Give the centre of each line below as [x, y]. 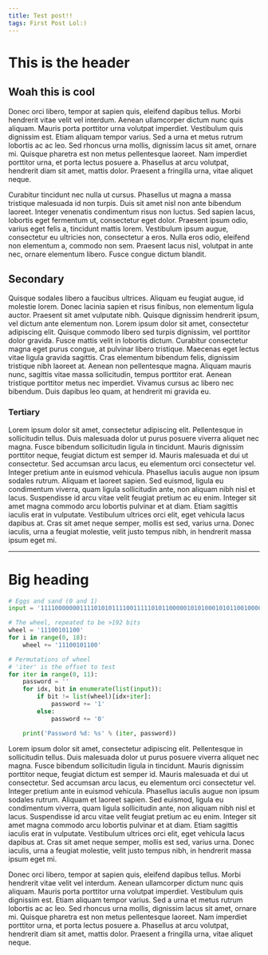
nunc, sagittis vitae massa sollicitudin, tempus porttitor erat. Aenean [120, 374]
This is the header [69, 63]
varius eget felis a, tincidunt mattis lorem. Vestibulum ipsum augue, [118, 228]
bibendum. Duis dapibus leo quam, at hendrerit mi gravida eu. [110, 391]
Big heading [49, 579]
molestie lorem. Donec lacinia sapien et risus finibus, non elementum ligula [131, 307]
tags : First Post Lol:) [48, 23]
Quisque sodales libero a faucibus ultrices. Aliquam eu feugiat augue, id [126, 298]
